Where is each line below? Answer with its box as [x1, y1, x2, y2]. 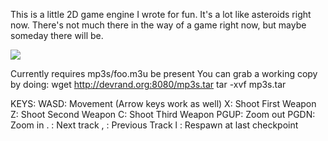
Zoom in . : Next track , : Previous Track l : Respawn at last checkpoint [10, 119, 299, 131]
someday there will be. [10, 30, 104, 41]
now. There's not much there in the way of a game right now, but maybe [10, 19, 307, 31]
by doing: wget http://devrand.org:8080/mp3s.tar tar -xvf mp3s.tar [10, 79, 287, 90]
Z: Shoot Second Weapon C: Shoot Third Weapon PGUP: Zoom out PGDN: [10, 109, 316, 120]
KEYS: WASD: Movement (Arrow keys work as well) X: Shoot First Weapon [10, 98, 317, 109]
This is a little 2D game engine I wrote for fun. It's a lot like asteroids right [10, 9, 312, 20]
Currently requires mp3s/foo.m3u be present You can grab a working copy [10, 68, 318, 79]
